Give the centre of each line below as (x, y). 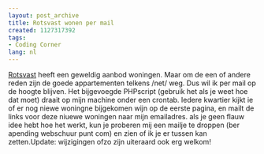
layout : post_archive (44, 15)
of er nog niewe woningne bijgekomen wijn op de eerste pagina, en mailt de (131, 108)
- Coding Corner (35, 45)
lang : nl (22, 52)
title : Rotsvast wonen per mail (61, 23)
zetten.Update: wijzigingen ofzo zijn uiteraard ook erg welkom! (110, 142)
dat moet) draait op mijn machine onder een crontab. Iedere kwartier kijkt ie (131, 100)
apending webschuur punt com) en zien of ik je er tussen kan (108, 133)
